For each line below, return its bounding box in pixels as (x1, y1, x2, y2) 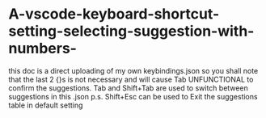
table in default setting (8, 100, 83, 110)
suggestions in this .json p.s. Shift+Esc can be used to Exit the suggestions (8, 91, 258, 101)
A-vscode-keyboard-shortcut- (8, 5, 220, 23)
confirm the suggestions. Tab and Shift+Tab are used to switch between (8, 82, 248, 93)
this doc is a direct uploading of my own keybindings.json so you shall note (8, 65, 259, 75)
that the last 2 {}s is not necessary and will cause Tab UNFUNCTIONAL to (8, 74, 254, 84)
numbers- (8, 40, 77, 57)
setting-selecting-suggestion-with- (8, 22, 255, 40)
